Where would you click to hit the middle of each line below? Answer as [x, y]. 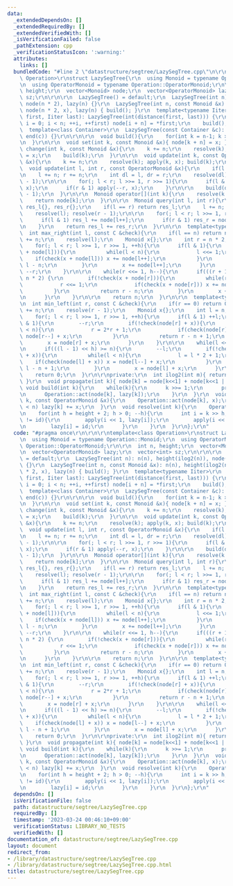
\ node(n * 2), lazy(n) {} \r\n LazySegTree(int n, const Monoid [116, 104]
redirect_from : [29, 852]
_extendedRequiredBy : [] [49, 26]
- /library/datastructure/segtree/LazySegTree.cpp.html [89, 865]
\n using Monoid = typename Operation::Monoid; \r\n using [108, 439]
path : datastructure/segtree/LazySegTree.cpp [80, 807]
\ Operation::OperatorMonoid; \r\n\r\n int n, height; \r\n [107, 446]
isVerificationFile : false [52, 801]
